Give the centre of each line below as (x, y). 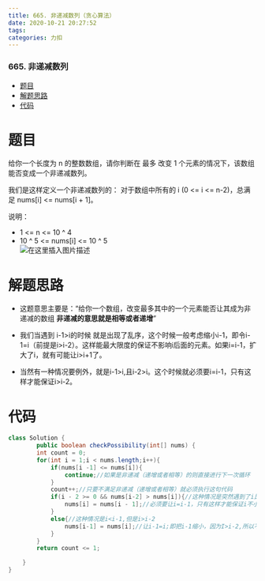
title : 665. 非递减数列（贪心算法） (62, 15)
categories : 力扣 (35, 38)
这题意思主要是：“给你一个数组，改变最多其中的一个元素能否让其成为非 (135, 308)
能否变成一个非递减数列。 (50, 173)
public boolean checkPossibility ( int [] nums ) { (116, 446)
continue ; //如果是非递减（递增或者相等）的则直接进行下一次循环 (157, 475)
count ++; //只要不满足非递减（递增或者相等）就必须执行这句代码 (141, 490)
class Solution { (37, 438)
